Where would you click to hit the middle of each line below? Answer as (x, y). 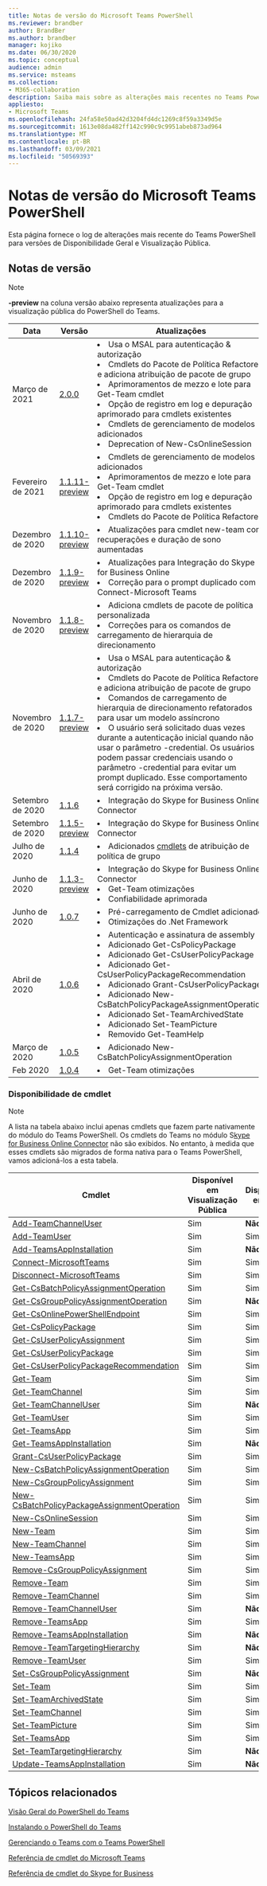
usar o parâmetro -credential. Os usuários (176, 747)
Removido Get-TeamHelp (156, 1034)
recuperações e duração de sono (159, 540)
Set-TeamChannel (47, 1712)
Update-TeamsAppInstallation (69, 1764)
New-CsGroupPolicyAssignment (73, 1482)
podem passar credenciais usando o (164, 757)
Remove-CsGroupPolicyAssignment (80, 1570)
